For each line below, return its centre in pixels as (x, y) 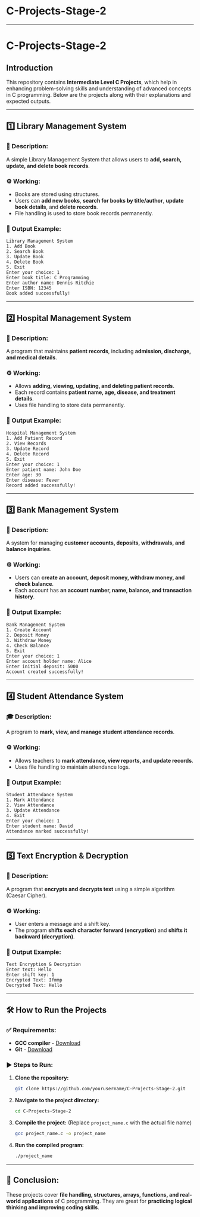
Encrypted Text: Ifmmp (34, 980)
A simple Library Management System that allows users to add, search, (94, 159)
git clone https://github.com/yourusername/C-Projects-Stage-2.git (100, 1089)
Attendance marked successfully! (48, 831)
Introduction (30, 68)
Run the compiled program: (49, 1145)
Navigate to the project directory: (57, 1100)
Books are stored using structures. (57, 194)
